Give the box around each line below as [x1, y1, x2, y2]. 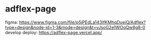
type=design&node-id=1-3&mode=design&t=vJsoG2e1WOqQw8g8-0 [5, 24, 146, 30]
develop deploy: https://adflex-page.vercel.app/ [5, 29, 102, 35]
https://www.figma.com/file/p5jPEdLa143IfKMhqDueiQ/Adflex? [19, 19, 146, 25]
